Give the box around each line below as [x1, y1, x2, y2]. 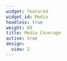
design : [6, 41, 25, 47]
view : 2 [11, 46, 30, 52]
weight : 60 [6, 24, 33, 31]
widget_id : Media [6, 14, 48, 20]
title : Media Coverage [6, 30, 61, 36]
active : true [6, 35, 38, 41]
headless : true [6, 19, 43, 25]
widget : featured [6, 8, 48, 15]
